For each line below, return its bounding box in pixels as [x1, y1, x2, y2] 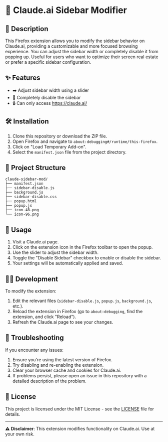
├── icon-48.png [5, 208, 39, 213]
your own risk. [5, 431, 35, 437]
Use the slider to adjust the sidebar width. [12, 249, 99, 255]
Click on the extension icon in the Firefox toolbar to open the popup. [12, 244, 153, 250]
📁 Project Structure [5, 164, 66, 172]
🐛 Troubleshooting [5, 334, 64, 342]
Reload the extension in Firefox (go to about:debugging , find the [12, 309, 143, 315]
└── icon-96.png [5, 212, 39, 217]
